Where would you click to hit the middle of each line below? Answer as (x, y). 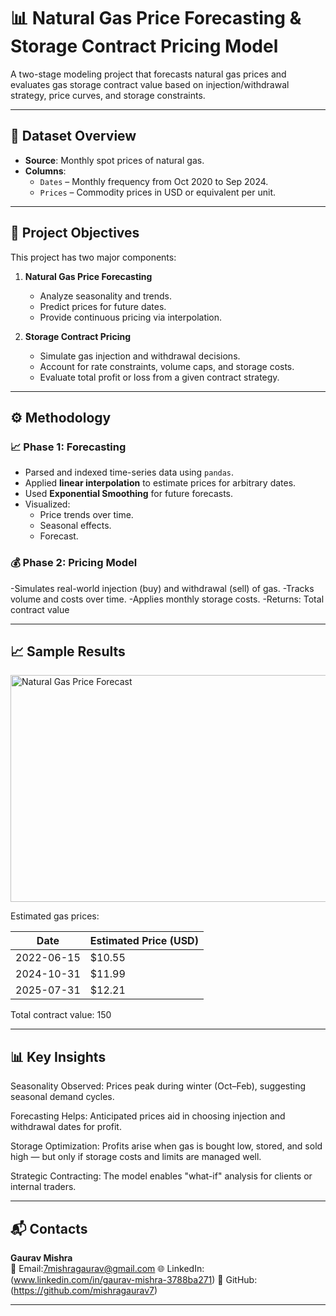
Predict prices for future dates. (103, 306)
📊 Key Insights (58, 1056)
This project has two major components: (93, 257)
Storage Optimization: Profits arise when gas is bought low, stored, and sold (166, 1146)
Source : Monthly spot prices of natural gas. (114, 160)
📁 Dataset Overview (73, 136)
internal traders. (43, 1187)
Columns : (45, 171)
